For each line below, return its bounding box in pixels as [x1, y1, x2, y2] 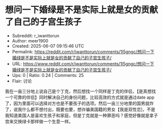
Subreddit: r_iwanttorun [12, 32, 60, 39]
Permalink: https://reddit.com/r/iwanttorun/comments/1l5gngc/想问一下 [12, 49, 154, 55]
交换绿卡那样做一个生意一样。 [13, 118, 73, 124]
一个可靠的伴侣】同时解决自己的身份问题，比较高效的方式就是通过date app [5, 94, 154, 100]
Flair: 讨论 [12, 78, 32, 84]
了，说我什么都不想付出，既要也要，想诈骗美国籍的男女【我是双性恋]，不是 [5, 106, 156, 112]
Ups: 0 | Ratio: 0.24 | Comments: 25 [12, 72, 84, 78]
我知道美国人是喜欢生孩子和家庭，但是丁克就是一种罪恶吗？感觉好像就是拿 [5, 112, 154, 118]
